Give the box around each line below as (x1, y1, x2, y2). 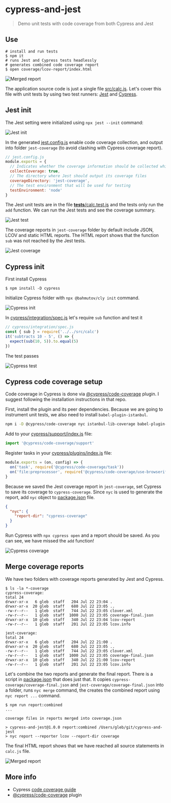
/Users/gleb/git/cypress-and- (98, 724, 163, 730)
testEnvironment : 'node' (10, 187, 63, 193)
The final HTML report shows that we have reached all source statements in (5, 742, 164, 749)
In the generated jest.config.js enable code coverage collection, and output (5, 139, 163, 145)
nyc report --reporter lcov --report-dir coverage (10, 734, 120, 739)
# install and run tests (5, 49, 58, 54)
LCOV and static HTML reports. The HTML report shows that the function (5, 232, 159, 239)
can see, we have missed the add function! (5, 538, 94, 544)
